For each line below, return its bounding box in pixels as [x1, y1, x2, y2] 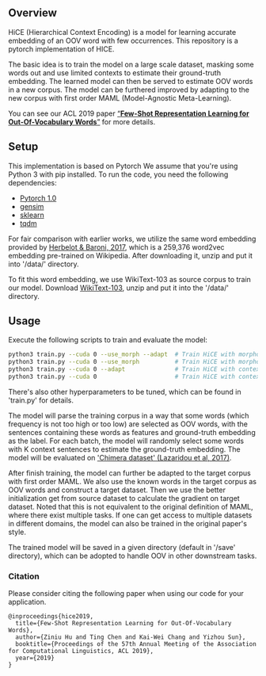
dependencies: [8, 178, 57, 187]
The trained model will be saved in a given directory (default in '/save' [8, 542, 236, 552]
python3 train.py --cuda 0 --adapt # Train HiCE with [8, 365, 236, 373]
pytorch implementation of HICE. [8, 44, 115, 54]
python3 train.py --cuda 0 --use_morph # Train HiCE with [8, 358, 236, 366]
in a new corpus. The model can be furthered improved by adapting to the [8, 85, 249, 94]
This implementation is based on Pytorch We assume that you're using [8, 161, 238, 170]
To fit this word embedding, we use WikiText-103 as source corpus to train [8, 274, 252, 284]
